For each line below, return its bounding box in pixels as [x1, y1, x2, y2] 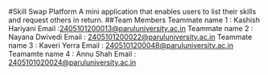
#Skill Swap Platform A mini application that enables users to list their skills [8, 7, 257, 16]
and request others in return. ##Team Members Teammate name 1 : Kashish [8, 15, 260, 25]
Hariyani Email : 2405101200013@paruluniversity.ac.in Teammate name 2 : [8, 24, 254, 33]
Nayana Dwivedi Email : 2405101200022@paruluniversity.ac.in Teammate [8, 32, 253, 41]
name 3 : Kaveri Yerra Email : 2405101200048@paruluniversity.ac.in [8, 41, 233, 50]
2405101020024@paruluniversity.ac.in [8, 57, 137, 67]
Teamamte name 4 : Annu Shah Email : [8, 49, 137, 58]
